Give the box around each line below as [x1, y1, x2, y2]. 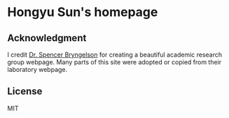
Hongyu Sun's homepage [7, 4, 158, 20]
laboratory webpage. [7, 66, 68, 73]
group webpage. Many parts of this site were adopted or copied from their [7, 58, 222, 66]
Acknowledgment [7, 32, 87, 44]
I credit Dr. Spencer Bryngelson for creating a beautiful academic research [7, 50, 223, 59]
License [7, 85, 43, 98]
